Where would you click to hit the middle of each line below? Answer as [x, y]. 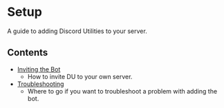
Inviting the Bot [39, 69]
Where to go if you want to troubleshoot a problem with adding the [122, 91]
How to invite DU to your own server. [80, 76]
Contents [28, 53]
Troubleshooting [40, 84]
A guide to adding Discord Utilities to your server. [77, 31]
